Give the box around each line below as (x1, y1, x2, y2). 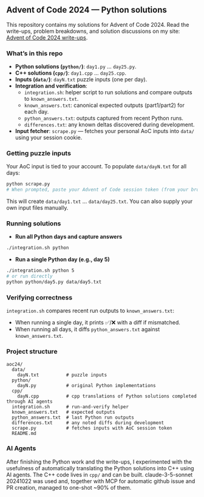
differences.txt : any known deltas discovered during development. (24, 121, 195, 128)
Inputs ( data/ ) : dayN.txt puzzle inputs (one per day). (15, 76, 148, 83)
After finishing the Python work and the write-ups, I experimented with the (6, 458, 192, 465)
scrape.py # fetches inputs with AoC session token (12, 425, 172, 431)
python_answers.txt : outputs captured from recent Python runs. (24, 115, 184, 122)
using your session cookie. (15, 134, 83, 142)
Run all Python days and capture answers (15, 233, 123, 241)
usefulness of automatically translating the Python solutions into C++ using (6, 464, 194, 471)
